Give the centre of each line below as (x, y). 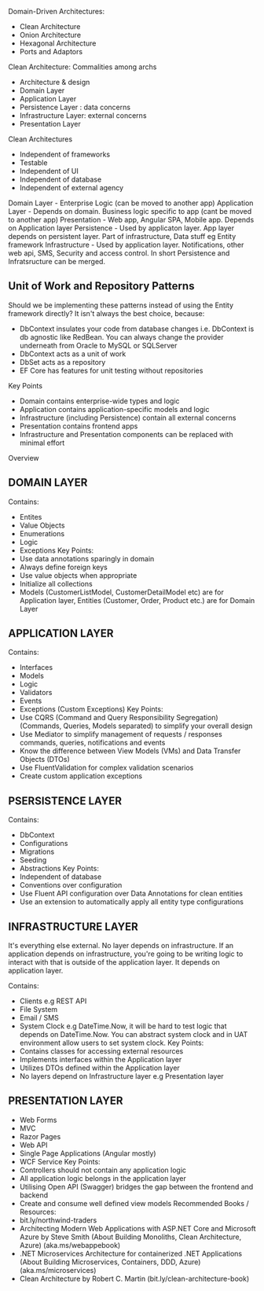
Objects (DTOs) (45, 760)
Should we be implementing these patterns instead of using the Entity (121, 305)
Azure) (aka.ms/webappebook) (70, 1245)
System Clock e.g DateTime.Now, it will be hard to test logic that (123, 1026)
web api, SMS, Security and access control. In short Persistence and (119, 253)
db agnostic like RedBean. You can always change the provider (121, 337)
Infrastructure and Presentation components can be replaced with (126, 434)
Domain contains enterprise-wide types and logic (99, 401)
